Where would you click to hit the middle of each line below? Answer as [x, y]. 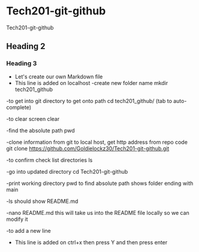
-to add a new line [28, 230]
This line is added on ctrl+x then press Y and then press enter [91, 242]
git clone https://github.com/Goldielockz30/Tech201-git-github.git [88, 148]
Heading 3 [22, 63]
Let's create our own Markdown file [59, 77]
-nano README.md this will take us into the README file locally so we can [98, 212]
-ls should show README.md [42, 201]
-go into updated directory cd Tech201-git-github [67, 171]
